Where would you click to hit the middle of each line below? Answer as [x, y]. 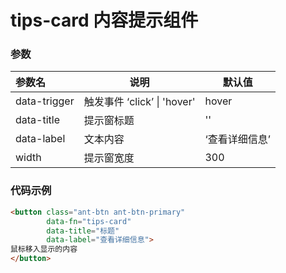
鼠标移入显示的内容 [44, 249]
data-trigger [45, 101]
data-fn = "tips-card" [89, 221]
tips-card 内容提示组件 [104, 20]
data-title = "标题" [83, 231]
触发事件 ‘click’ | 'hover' [139, 102]
